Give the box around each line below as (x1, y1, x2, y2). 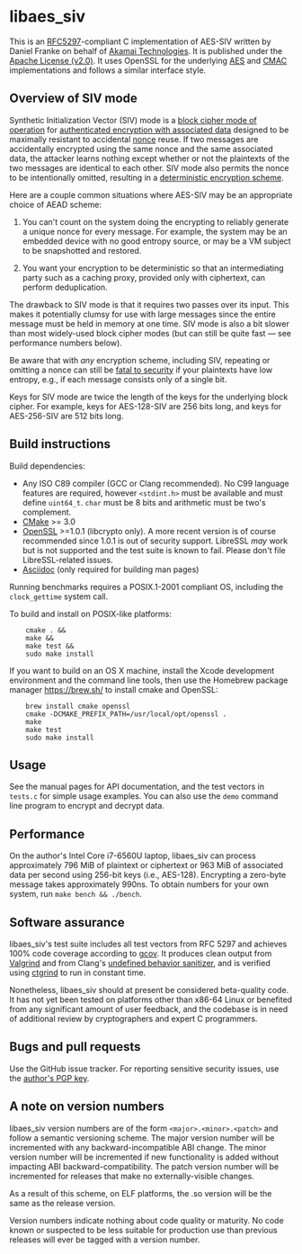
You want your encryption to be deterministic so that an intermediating (22, 263, 285, 273)
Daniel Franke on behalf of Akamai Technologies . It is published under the (9, 45, 283, 56)
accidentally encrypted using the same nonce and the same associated (9, 143, 274, 154)
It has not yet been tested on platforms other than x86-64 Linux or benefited (9, 994, 293, 1005)
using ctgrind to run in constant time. (9, 967, 147, 978)
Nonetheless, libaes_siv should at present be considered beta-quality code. (9, 985, 289, 995)
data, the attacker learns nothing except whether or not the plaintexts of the (9, 153, 290, 164)
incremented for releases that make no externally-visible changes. (9, 1170, 254, 1181)
